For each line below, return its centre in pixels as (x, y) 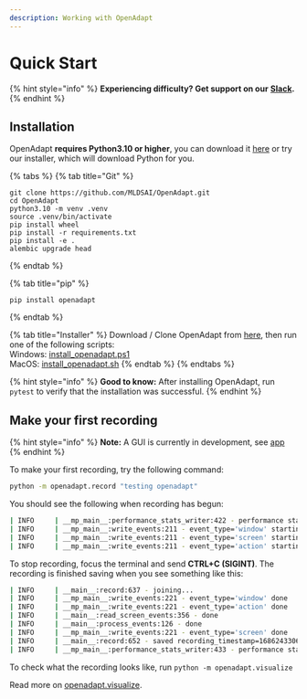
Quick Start (53, 63)
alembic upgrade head (51, 249)
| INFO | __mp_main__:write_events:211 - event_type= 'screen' (138, 537)
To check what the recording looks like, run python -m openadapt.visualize (151, 667)
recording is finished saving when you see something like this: (127, 573)
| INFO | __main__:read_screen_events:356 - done (114, 616)
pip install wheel (44, 225)
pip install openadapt (53, 301)
